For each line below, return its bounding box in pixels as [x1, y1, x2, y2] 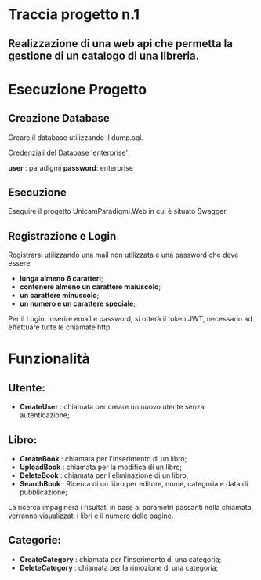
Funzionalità [8, 350, 90, 368]
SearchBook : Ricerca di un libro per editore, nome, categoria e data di [19, 479, 248, 489]
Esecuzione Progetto [8, 80, 147, 98]
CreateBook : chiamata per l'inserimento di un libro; [19, 454, 187, 464]
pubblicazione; [19, 487, 68, 497]
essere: [8, 259, 33, 268]
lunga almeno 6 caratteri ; [19, 273, 103, 284]
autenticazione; [19, 410, 70, 420]
